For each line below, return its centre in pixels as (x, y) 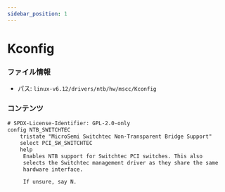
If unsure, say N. (50, 182)
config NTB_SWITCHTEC (39, 130)
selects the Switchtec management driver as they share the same (121, 162)
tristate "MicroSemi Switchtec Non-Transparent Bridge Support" (116, 137)
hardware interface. (53, 169)
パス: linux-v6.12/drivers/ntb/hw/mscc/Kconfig (87, 89)
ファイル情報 (29, 72)
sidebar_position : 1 (38, 14)
